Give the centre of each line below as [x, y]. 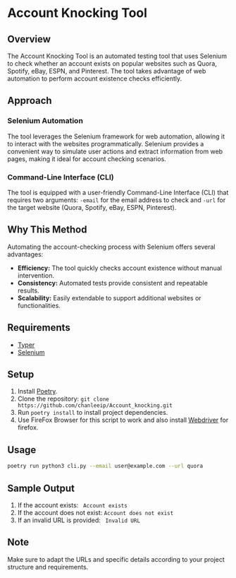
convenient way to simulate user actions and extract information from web [115, 151]
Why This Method [47, 230]
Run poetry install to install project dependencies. [93, 413]
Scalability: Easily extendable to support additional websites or [110, 297]
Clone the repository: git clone [63, 399]
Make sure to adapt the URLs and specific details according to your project [116, 559]
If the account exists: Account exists [73, 505]
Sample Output [41, 488]
